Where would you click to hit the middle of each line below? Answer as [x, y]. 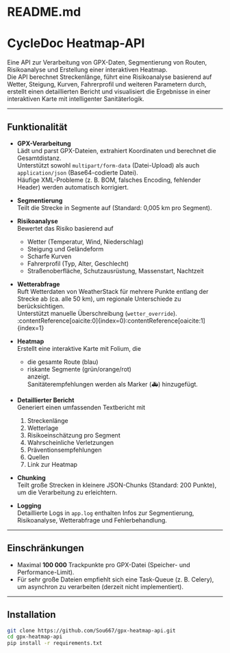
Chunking [31, 477]
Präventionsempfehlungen [64, 450]
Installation [31, 615]
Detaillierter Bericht [46, 400]
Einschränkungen [46, 548]
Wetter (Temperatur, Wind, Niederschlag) [85, 242]
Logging [29, 505]
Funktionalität [37, 127]
